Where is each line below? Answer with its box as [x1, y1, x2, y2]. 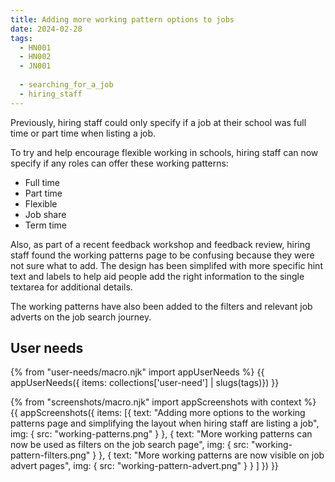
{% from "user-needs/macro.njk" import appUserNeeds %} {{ [10, 366, 265, 378]
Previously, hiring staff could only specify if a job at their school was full [10, 116, 307, 128]
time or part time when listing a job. [10, 127, 157, 139]
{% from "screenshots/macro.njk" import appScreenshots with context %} [10, 396, 317, 408]
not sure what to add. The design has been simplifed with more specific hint [10, 259, 323, 271]
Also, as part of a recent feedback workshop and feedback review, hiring [10, 238, 311, 250]
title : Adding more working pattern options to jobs [10, 14, 235, 25]
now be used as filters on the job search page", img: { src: [10, 439, 250, 451]
